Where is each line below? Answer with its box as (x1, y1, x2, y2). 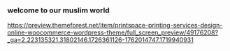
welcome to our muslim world (7, 6, 110, 15)
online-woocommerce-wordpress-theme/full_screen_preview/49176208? (7, 28, 219, 37)
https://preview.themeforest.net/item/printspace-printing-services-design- (7, 21, 223, 30)
